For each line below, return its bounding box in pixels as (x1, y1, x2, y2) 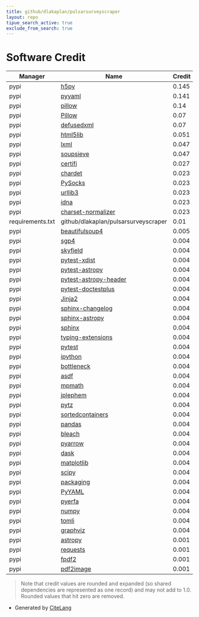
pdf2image (60, 565, 92, 573)
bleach (60, 430, 80, 438)
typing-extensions (60, 333, 113, 341)
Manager (18, 72, 46, 81)
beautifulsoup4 (60, 227, 104, 235)
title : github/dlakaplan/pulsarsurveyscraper (6, 8, 120, 15)
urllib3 (60, 188, 79, 197)
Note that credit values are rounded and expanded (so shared (20, 580, 172, 587)
